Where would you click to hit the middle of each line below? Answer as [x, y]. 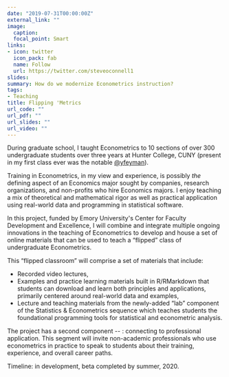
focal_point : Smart [41, 39]
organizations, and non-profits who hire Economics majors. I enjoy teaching [114, 190]
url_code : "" [26, 109]
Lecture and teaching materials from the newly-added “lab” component [118, 304]
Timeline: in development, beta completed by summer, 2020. [93, 366]
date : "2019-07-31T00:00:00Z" [51, 13]
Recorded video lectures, [53, 274]
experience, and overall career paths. [60, 353]
